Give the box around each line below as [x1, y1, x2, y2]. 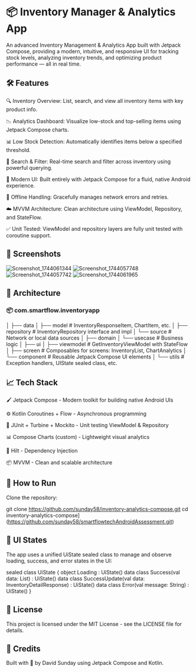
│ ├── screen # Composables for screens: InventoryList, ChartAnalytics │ [6, 347, 187, 354]
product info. [6, 105, 38, 113]
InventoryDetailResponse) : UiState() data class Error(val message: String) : [6, 581, 190, 588]
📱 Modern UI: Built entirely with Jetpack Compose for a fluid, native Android [6, 176, 191, 183]
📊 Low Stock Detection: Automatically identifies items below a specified [6, 138, 182, 145]
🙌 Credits [6, 644, 41, 654]
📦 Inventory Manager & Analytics [6, 5, 176, 19]
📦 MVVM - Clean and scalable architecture [6, 459, 113, 466]
